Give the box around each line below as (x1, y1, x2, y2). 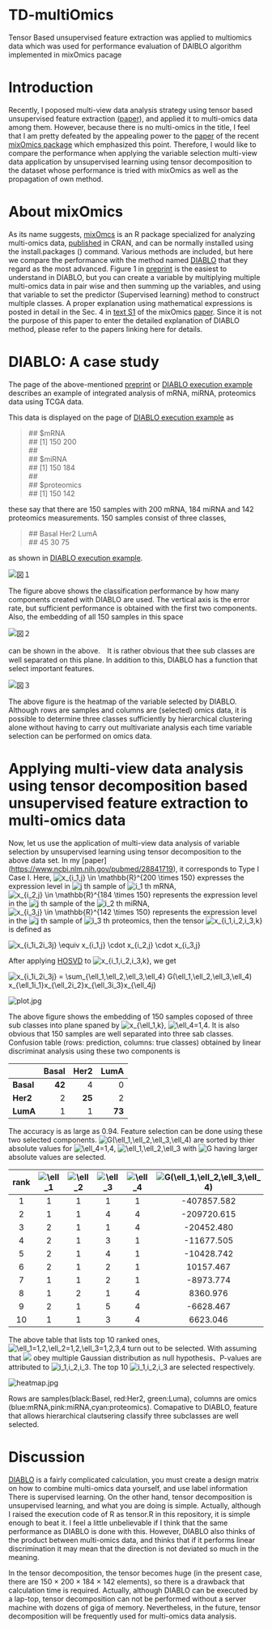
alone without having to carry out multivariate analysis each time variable (8, 722, 253, 732)
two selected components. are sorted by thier (8, 1135, 255, 1144)
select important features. (8, 663, 95, 673)
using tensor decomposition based (8, 777, 249, 795)
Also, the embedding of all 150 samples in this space (8, 611, 184, 622)
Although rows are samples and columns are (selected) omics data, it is (8, 705, 247, 715)
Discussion (8, 1447, 85, 1466)
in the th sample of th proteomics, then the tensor (8, 916, 205, 925)
